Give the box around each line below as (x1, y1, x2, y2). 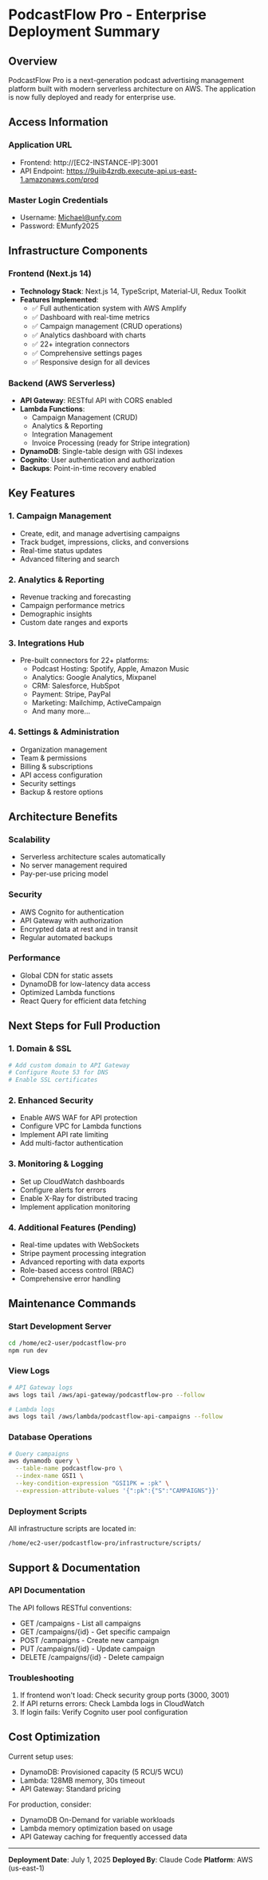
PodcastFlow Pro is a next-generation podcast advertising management (8, 76, 245, 85)
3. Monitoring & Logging (8, 1159, 104, 1170)
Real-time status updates (19, 545, 103, 555)
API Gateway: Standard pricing (19, 1783, 121, 1793)
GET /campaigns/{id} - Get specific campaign (19, 1626, 171, 1637)
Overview (8, 54, 58, 68)
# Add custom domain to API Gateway (8, 1061, 130, 1069)
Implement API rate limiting (19, 1130, 109, 1139)
